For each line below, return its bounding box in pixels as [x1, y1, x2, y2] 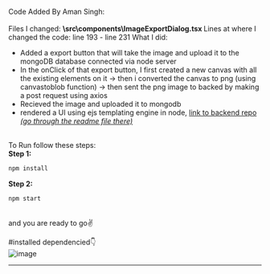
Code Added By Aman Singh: [8, 7, 105, 16]
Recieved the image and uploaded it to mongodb [19, 100, 182, 108]
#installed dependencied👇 [8, 237, 96, 247]
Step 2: [8, 178, 34, 188]
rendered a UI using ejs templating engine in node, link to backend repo [19, 108, 257, 117]
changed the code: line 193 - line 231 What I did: [8, 32, 168, 42]
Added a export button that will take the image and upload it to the [19, 48, 239, 57]
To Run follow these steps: [8, 141, 96, 149]
